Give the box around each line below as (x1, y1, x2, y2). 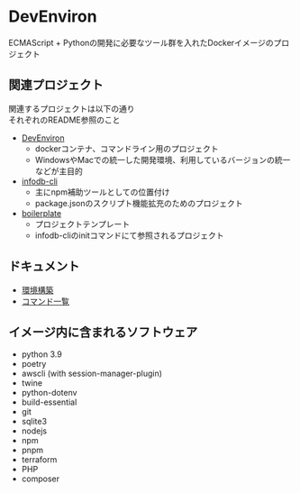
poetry (21, 359, 47, 370)
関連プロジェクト (8, 78, 104, 93)
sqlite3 (21, 416, 47, 427)
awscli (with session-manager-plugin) (21, 368, 163, 379)
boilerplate (21, 207, 62, 218)
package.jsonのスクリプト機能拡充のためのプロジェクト (34, 197, 243, 208)
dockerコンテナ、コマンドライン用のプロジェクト (34, 142, 219, 154)
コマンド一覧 (21, 296, 69, 306)
